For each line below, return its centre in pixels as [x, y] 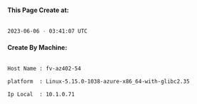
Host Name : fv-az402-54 [44, 69]
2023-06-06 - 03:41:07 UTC [47, 31]
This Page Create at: [38, 10]
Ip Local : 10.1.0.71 [41, 95]
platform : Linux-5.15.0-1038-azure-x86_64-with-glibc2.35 [99, 82]
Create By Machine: [37, 47]
